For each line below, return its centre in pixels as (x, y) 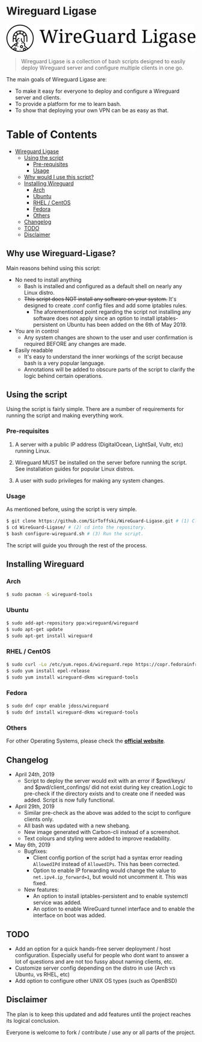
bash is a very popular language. (64, 363)
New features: (41, 890)
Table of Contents (52, 134)
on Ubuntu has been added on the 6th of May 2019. (123, 324)
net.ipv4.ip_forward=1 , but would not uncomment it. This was (110, 877)
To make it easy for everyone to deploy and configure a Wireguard (97, 91)
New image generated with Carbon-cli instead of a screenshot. (102, 832)
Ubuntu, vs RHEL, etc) (42, 974)
